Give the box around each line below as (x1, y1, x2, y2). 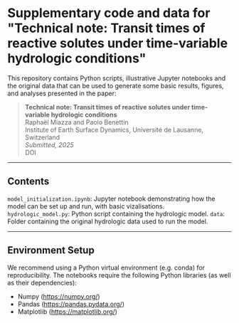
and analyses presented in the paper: (7, 89, 117, 97)
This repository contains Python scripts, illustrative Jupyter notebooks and (7, 73, 226, 83)
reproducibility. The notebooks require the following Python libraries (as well (7, 270, 231, 279)
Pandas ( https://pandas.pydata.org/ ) (17, 300, 125, 308)
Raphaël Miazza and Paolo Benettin (24, 117, 129, 126)
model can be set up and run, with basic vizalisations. (7, 201, 165, 211)
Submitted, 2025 (24, 140, 75, 149)
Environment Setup (7, 244, 95, 257)
